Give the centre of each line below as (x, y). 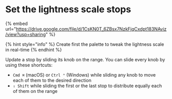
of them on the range (35, 91)
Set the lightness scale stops (68, 9)
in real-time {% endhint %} (34, 49)
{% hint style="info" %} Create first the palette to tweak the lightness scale (85, 44)
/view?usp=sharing (26, 34)
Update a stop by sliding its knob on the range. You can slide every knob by (85, 59)
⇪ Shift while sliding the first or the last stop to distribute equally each (87, 86)
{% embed (17, 23)
